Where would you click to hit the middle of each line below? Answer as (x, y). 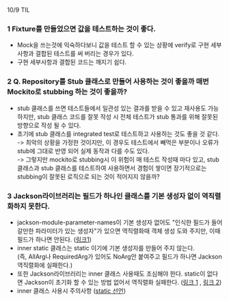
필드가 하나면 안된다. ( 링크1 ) (54, 239)
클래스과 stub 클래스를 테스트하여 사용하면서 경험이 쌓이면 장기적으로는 (112, 168)
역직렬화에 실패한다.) (45, 265)
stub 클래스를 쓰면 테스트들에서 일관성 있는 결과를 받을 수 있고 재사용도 (111, 108)
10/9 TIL (18, 10)
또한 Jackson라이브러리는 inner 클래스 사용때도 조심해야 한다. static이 (111, 274)
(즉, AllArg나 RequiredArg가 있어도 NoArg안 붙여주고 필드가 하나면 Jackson (119, 257)
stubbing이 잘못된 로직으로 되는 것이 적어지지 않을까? (88, 176)
